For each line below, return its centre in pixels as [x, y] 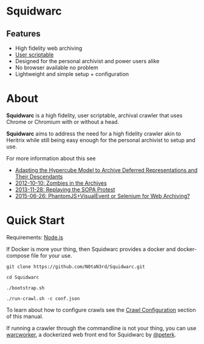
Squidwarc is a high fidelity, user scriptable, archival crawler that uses [94, 115]
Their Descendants [39, 176]
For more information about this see [51, 158]
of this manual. [25, 316]
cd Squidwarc [23, 277]
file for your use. [52, 255]
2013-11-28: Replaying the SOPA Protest [65, 189]
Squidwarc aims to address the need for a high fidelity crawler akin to [94, 133]
